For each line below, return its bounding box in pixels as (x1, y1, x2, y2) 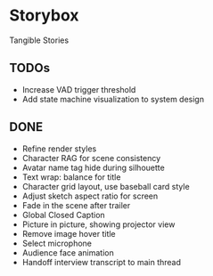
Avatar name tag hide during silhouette (21, 162, 165, 173)
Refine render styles (21, 143, 97, 154)
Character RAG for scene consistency (21, 152, 161, 163)
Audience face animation (21, 247, 114, 258)
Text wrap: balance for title (21, 171, 121, 183)
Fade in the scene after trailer (21, 199, 131, 210)
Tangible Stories (9, 35, 70, 45)
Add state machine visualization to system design (21, 93, 205, 104)
